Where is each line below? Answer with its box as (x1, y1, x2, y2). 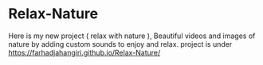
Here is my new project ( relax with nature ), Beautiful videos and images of (8, 31, 256, 40)
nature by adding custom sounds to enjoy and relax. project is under (8, 39, 233, 48)
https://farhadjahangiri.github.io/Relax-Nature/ (8, 48, 161, 57)
